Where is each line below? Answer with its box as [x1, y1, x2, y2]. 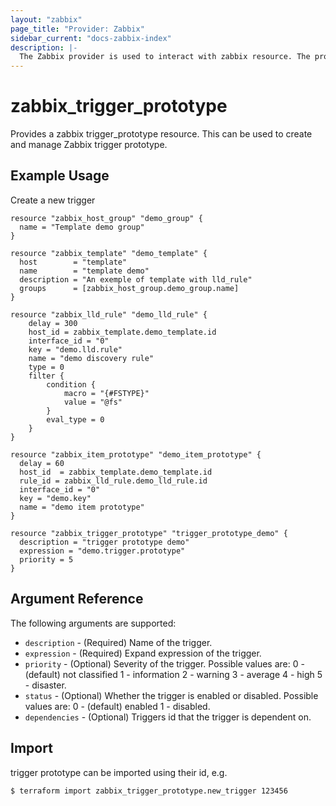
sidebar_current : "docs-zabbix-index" [10, 33, 172, 43]
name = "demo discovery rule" [28, 353, 155, 363]
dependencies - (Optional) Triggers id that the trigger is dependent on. [24, 711, 312, 723]
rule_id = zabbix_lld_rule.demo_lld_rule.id [19, 476, 208, 486]
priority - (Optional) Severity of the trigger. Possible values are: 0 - [24, 657, 305, 670]
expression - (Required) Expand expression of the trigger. [24, 647, 262, 659]
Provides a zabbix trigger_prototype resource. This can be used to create [10, 128, 313, 140]
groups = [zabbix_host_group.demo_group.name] [19, 283, 240, 293]
